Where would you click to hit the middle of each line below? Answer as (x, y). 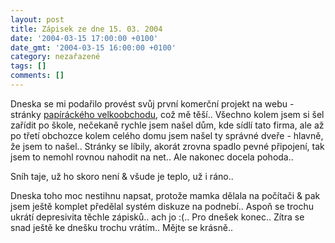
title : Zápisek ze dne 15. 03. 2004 (86, 29)
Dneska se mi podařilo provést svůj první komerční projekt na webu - (152, 103)
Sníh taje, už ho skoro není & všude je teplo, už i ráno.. (122, 176)
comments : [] (37, 76)
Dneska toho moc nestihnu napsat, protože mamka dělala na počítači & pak (165, 195)
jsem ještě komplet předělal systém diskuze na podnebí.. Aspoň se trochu (162, 206)
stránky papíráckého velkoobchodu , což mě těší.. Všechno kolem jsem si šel (167, 114)
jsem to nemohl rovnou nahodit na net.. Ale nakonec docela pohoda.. (152, 157)
